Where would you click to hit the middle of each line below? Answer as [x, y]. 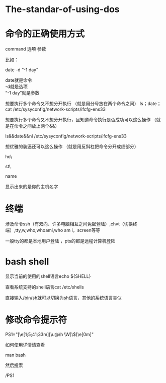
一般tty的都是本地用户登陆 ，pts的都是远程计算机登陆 [60, 241]
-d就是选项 [17, 86]
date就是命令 [19, 80]
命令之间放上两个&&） [37, 126]
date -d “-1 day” [22, 70]
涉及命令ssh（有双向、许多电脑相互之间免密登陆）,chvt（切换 [69, 224]
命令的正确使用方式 [45, 34]
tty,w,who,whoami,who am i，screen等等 [58, 230]
